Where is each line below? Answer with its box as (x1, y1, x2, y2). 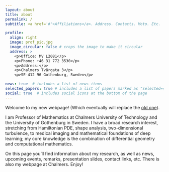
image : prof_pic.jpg (10, 40, 53, 45)
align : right (10, 35, 37, 40)
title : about (5, 12, 33, 17)
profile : (5, 31, 24, 36)
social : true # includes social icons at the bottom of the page (5, 91, 147, 96)
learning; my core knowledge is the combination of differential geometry (5, 135, 155, 141)
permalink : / (5, 17, 33, 22)
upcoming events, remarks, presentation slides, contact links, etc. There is (5, 156, 159, 162)
